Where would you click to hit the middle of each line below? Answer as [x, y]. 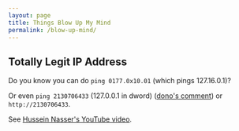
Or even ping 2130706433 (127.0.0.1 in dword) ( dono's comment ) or [116, 96]
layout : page [30, 15]
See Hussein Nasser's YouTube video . [70, 119]
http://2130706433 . [39, 104]
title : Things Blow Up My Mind [60, 23]
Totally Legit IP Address [68, 62]
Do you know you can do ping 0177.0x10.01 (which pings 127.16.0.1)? [119, 81]
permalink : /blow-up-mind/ [52, 30]
